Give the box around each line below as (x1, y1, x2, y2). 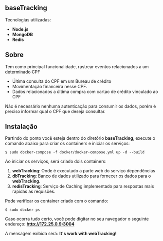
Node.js (12, 26, 29, 32)
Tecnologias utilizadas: (5, 17, 51, 22)
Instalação (5, 123, 38, 131)
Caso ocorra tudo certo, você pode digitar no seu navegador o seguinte (5, 216, 149, 222)
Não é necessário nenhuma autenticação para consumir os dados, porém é (5, 103, 156, 109)
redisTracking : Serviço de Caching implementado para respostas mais (12, 184, 154, 189)
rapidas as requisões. (12, 188, 55, 194)
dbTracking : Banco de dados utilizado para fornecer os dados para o (12, 173, 151, 179)
